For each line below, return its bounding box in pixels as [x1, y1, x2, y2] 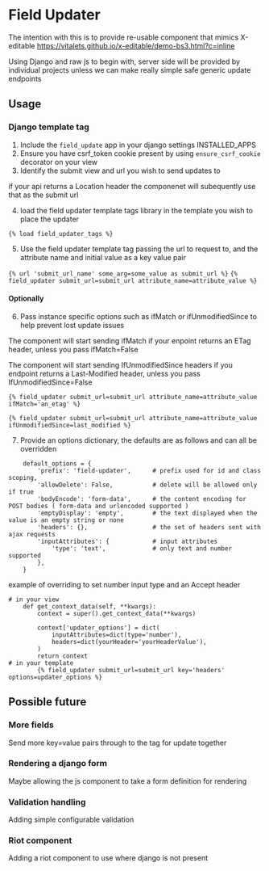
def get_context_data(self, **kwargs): [23, 602, 157, 611]
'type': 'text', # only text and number [51, 544, 232, 553]
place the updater [19, 214, 79, 224]
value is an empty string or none [8, 515, 125, 524]
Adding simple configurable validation [8, 814, 134, 825]
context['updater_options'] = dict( [37, 624, 160, 632]
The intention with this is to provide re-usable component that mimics [8, 32, 239, 42]
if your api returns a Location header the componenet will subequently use [8, 181, 256, 191]
